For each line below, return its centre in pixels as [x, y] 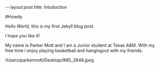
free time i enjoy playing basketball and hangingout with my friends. [74, 51]
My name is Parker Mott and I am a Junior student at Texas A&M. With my [80, 45]
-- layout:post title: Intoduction [36, 7]
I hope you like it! [22, 36]
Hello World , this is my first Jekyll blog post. [50, 26]
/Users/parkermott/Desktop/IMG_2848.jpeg [50, 60]
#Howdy [14, 17]
